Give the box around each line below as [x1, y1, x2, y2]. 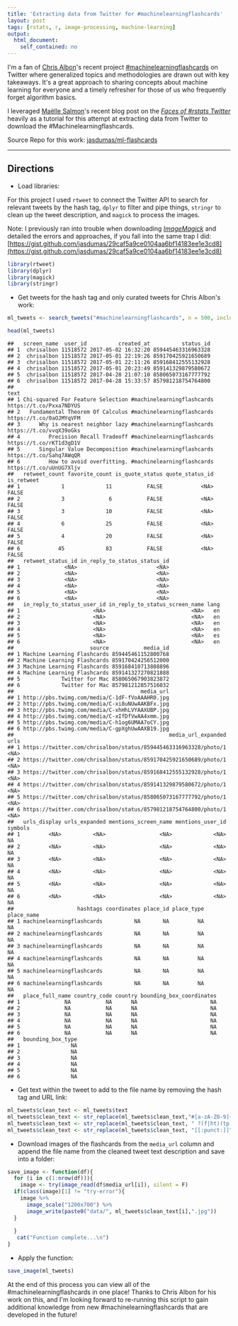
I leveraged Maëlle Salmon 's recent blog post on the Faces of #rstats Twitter [7, 107, 231, 115]
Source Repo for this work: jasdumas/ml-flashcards [7, 136, 158, 144]
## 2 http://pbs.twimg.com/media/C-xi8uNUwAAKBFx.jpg [7, 701, 170, 708]
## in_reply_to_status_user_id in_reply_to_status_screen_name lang [7, 601, 220, 608]
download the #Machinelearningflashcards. [7, 122, 135, 130]
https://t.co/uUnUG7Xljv [7, 464, 81, 472]
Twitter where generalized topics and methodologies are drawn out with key [7, 70, 229, 79]
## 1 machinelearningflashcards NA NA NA [7, 918, 204, 925]
